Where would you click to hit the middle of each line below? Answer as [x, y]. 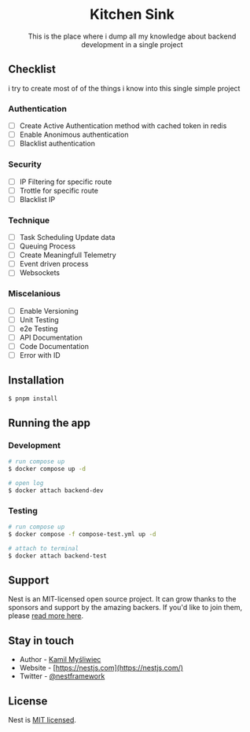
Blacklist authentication [57, 144]
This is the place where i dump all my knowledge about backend [132, 36]
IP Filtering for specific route [66, 182]
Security [25, 164]
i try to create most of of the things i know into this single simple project [124, 88]
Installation [36, 380]
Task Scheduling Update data [67, 237]
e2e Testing [39, 329]
